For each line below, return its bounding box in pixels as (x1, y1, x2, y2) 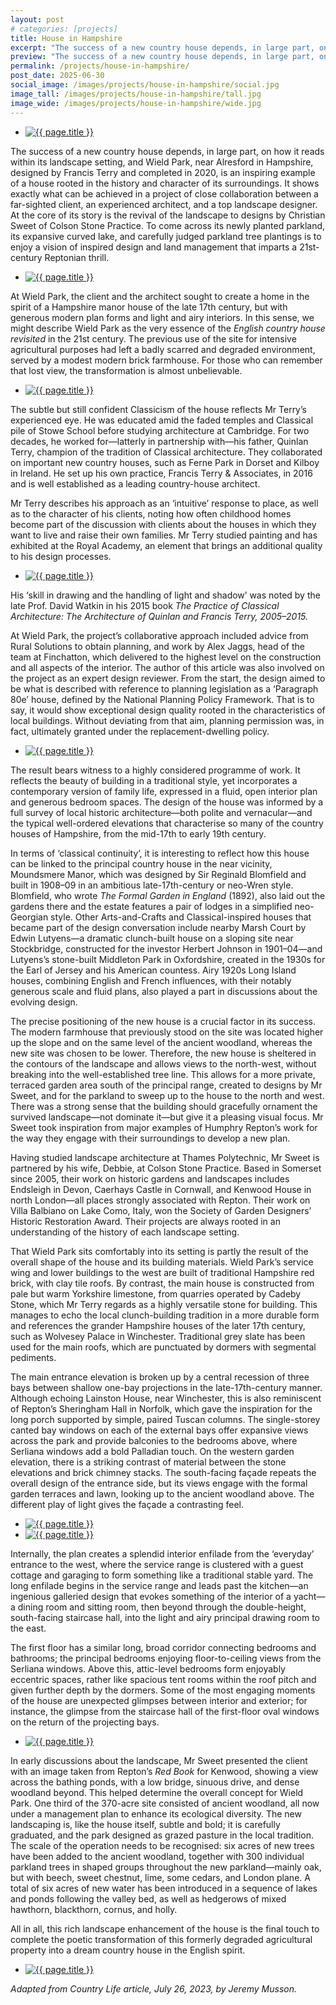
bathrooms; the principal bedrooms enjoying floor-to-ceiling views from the (10, 1652, 322, 1664)
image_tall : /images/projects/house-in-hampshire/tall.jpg (10, 89, 262, 99)
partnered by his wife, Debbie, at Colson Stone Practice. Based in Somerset (10, 1162, 322, 1174)
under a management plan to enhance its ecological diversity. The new (10, 1807, 302, 1820)
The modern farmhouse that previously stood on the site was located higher (10, 1026, 324, 1038)
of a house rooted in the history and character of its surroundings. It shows (10, 177, 320, 189)
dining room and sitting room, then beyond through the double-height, (17, 1601, 307, 1613)
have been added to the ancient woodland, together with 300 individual (10, 1850, 305, 1862)
